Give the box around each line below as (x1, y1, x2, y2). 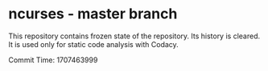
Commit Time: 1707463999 (8, 55, 98, 65)
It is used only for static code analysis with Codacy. (8, 39, 179, 49)
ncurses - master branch (8, 5, 178, 23)
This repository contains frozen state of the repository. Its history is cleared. (8, 31, 260, 41)
